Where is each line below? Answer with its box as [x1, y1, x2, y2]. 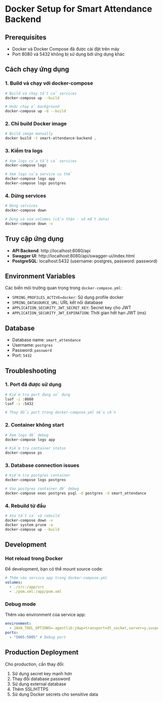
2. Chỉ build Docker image [5, 120, 67, 127]
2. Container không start [5, 422, 64, 428]
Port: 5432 [12, 352, 32, 358]
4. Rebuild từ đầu [5, 502, 46, 509]
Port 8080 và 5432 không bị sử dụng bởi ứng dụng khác [12, 51, 125, 57]
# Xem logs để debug [5, 432, 49, 438]
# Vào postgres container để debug [5, 486, 79, 491]
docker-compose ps [5, 450, 42, 456]
